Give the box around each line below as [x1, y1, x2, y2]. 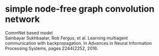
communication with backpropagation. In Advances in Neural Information [5, 40, 152, 46]
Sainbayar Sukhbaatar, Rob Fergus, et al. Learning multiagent [5, 35, 128, 41]
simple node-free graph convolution [5, 3, 155, 15]
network [5, 14, 40, 25]
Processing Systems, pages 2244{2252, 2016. [5, 45, 99, 51]
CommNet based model [5, 30, 53, 36]
